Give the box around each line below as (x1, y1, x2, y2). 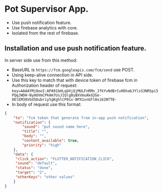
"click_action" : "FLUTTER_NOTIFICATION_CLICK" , (15, 156, 114, 161)
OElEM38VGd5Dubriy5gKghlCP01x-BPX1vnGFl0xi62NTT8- (11, 97, 117, 102)
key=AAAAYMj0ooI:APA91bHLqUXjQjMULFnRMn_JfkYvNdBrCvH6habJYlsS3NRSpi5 (11, 88, 159, 94)
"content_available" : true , (22, 138, 79, 143)
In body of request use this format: (11, 101, 81, 107)
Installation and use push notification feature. (4, 44, 147, 52)
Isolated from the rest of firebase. (11, 30, 80, 36)
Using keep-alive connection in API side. (11, 72, 93, 78)
